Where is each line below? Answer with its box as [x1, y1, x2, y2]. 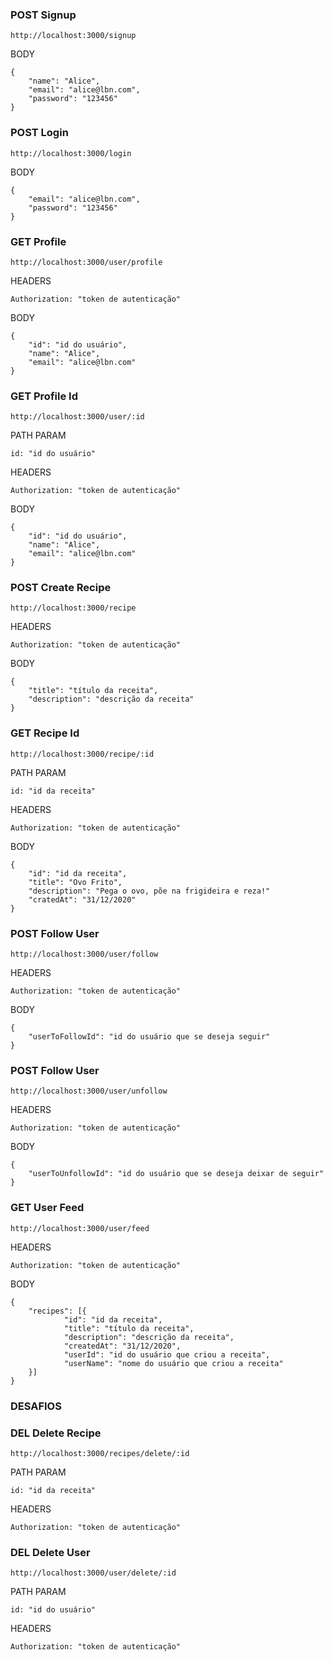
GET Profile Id [10, 389, 78, 403]
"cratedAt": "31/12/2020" [28, 894, 137, 905]
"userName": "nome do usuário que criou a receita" [63, 1358, 284, 1368]
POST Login [10, 126, 69, 140]
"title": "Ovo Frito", [28, 877, 123, 887]
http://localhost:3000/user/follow [10, 949, 159, 960]
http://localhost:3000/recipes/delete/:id [10, 1448, 190, 1458]
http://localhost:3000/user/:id [10, 412, 145, 422]
